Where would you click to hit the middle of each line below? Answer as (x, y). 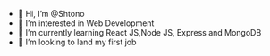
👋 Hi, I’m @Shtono (51, 14)
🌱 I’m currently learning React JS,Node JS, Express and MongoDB (139, 32)
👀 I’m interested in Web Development (86, 23)
